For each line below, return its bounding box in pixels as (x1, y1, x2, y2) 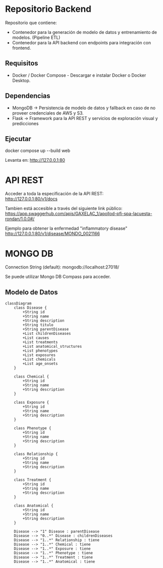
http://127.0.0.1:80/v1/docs (5, 196, 58, 202)
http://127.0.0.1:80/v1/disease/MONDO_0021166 (5, 231, 100, 237)
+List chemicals (23, 357, 56, 362)
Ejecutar (5, 134, 31, 143)
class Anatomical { (14, 503, 54, 508)
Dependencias (5, 92, 50, 100)
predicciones (12, 120, 39, 126)
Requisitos (5, 59, 38, 67)
